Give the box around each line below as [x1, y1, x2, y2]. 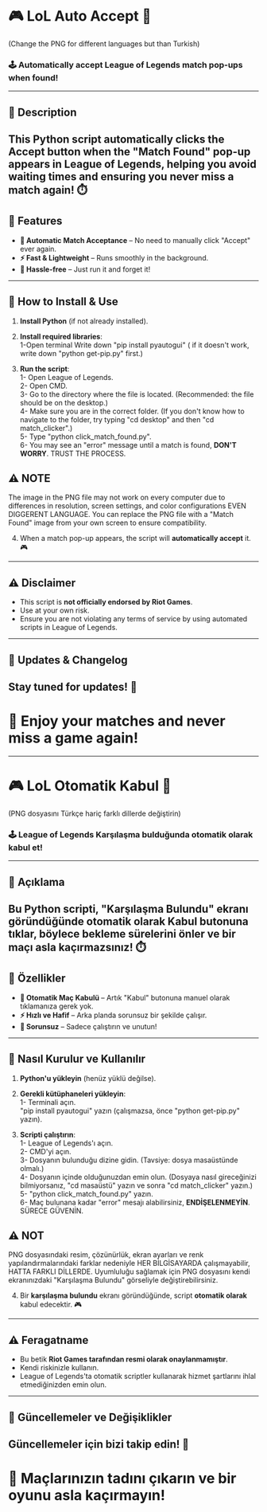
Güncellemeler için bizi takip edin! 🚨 [8, 1438, 189, 1451]
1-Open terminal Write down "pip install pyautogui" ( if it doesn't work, [19, 340, 250, 350]
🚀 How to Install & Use [8, 295, 119, 308]
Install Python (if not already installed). [19, 316, 149, 326]
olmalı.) [19, 1163, 44, 1173]
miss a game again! [8, 729, 139, 747]
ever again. [19, 244, 57, 253]
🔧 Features [8, 214, 63, 228]
